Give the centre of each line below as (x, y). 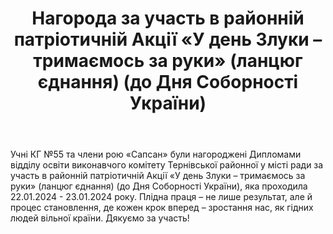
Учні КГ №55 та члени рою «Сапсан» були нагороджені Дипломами (156, 154)
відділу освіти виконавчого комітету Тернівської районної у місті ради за (167, 165)
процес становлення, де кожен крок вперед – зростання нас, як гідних (162, 208)
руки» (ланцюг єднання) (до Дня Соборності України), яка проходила (159, 186)
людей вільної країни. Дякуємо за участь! (100, 218)
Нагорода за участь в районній (168, 18)
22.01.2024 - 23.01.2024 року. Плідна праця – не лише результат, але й (161, 197)
